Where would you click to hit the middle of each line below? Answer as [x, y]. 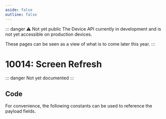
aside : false [19, 10]
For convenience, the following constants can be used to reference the [79, 106]
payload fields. [21, 111]
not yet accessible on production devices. [49, 34]
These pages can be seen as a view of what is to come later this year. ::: [80, 44]
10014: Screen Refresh [54, 64]
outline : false [21, 15]
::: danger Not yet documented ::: [40, 78]
